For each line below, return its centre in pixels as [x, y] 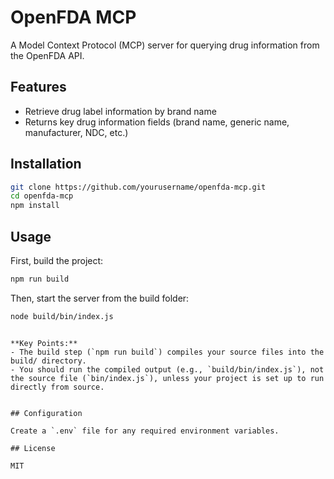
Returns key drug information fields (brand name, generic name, [157, 122]
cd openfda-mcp [42, 196]
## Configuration [46, 413]
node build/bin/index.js [62, 316]
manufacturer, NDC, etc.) [76, 132]
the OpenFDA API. [47, 55]
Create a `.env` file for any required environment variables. [145, 431]
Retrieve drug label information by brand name [120, 111]
